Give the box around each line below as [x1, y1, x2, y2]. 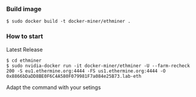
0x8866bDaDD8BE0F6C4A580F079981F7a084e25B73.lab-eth [6, 73, 142, 79]
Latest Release [6, 46, 43, 53]
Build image [6, 5, 42, 13]
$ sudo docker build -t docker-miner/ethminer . [6, 19, 131, 25]
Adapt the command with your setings [6, 83, 101, 91]
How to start [6, 32, 43, 41]
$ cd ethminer [6, 57, 42, 63]
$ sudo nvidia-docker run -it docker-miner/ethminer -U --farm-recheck [6, 62, 190, 69]
